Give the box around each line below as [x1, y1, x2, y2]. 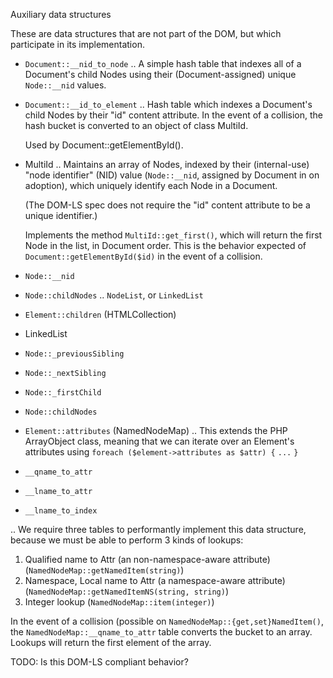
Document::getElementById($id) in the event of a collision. [24, 250, 263, 262]
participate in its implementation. [10, 39, 145, 50]
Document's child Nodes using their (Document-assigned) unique [24, 69, 297, 80]
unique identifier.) [24, 210, 98, 221]
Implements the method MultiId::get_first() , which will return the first [24, 229, 323, 241]
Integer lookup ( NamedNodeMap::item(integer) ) [24, 596, 215, 608]
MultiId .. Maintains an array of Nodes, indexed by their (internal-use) [24, 159, 310, 170]
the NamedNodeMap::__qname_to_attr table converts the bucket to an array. [10, 626, 313, 638]
